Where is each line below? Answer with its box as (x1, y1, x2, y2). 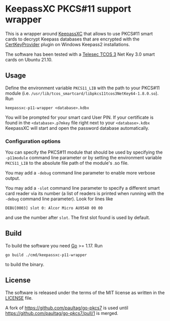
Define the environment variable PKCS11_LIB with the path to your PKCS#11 (5, 85, 160, 91)
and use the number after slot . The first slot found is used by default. (5, 215, 150, 221)
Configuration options (5, 137, 61, 145)
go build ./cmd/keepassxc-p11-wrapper (5, 252, 87, 258)
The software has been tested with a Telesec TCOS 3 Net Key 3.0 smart (5, 51, 155, 57)
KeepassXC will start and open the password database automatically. (5, 125, 149, 131)
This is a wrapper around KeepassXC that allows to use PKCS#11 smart (5, 30, 153, 37)
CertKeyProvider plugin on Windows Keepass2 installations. (5, 41, 130, 47)
